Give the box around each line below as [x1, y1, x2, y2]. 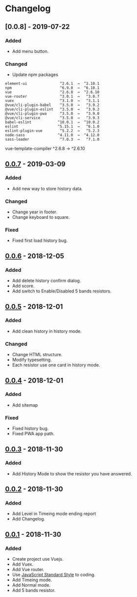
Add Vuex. [12, 561, 33, 567]
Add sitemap [12, 402, 38, 408]
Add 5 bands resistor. [12, 587, 56, 594]
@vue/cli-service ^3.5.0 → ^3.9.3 [5, 116, 99, 121]
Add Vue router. [12, 567, 45, 572]
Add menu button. [12, 48, 49, 54]
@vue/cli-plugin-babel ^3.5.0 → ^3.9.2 [5, 103, 99, 108]
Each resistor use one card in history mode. [12, 362, 100, 368]
